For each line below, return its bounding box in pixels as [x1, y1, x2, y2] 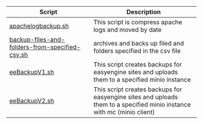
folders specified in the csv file [93, 47, 181, 55]
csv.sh [9, 51, 28, 59]
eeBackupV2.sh [9, 97, 54, 105]
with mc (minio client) [93, 108, 155, 116]
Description [126, 8, 161, 16]
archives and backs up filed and [93, 39, 184, 47]
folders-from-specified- [9, 43, 81, 51]
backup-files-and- [9, 36, 65, 44]
